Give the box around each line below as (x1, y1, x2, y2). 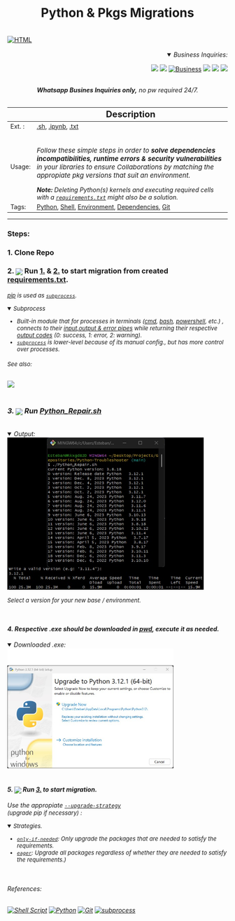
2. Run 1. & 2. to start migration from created (7, 266, 169, 276)
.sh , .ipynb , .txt (36, 122, 79, 130)
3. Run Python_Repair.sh (7, 406, 102, 416)
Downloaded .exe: (13, 640, 66, 649)
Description (106, 108, 156, 120)
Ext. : (10, 122, 25, 130)
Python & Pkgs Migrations (41, 5, 194, 21)
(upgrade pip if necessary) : (7, 809, 83, 817)
